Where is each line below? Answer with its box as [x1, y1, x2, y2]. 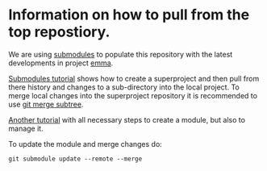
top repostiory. [8, 23, 111, 41]
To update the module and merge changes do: [8, 139, 163, 148]
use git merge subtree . [8, 99, 84, 109]
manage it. [8, 123, 44, 133]
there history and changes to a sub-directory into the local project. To [8, 82, 240, 92]
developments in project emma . [8, 58, 114, 68]
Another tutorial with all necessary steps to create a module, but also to [8, 115, 246, 124]
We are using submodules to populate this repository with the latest [8, 49, 233, 59]
